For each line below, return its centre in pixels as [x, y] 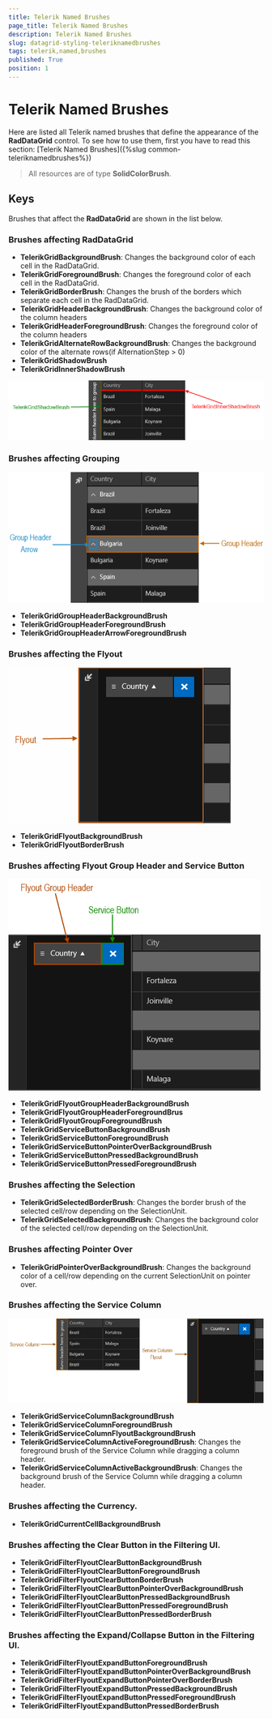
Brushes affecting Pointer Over [71, 1250]
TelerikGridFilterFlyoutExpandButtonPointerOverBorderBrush [126, 1680]
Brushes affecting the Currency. [73, 1506]
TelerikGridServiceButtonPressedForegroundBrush [108, 1164]
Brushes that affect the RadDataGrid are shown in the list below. [115, 218]
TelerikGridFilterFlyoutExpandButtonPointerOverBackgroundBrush [135, 1672]
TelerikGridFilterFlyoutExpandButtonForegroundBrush [114, 1663]
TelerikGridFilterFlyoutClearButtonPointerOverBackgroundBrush [132, 1589]
